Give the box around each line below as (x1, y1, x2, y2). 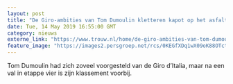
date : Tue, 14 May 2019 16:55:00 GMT (7, 23, 116, 30)
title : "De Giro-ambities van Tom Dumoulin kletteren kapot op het (7, 17, 207, 24)
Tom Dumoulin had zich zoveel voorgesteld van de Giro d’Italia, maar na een (7, 62, 225, 69)
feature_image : (7, 42, 51, 49)
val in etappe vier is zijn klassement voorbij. (7, 69, 132, 77)
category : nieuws (7, 29, 58, 37)
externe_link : (7, 36, 49, 43)
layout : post (7, 10, 45, 17)
